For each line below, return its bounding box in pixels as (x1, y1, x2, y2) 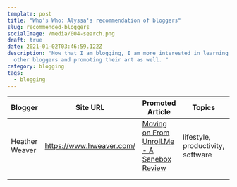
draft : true (7, 37, 42, 44)
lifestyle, (182, 132, 212, 142)
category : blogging (7, 63, 65, 70)
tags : (7, 69, 23, 76)
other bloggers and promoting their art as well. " (13, 56, 169, 64)
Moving (142, 119, 167, 129)
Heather (11, 137, 38, 147)
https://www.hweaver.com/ (44, 141, 135, 151)
